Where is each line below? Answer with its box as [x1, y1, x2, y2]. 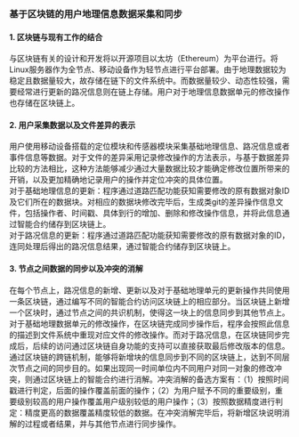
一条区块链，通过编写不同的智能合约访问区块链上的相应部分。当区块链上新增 [9, 295, 290, 306]
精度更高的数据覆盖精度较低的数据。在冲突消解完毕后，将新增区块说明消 [24, 407, 290, 417]
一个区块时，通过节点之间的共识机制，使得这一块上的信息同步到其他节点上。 [9, 307, 290, 318]
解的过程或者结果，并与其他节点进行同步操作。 [9, 418, 181, 429]
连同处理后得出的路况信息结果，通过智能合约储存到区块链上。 [9, 241, 236, 252]
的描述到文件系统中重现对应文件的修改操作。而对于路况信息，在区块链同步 [9, 329, 282, 340]
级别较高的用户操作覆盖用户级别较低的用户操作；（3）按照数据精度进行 [16, 396, 276, 407]
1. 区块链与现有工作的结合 [9, 31, 103, 42]
